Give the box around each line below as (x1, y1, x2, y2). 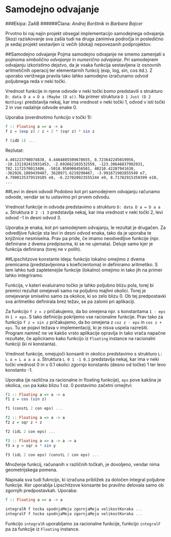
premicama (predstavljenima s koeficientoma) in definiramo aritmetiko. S (5, 261, 158, 267)
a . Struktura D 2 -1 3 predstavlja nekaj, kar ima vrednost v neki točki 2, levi (5, 209, 163, 215)
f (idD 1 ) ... (5, 138, 36, 143)
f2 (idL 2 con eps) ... (5, 429, 56, 434)
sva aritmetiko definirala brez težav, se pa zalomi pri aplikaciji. (5, 298, 136, 304)
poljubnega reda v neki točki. (5, 78, 66, 84)
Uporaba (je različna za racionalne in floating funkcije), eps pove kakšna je (5, 376, 162, 383)
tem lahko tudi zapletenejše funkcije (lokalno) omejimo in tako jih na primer (5, 267, 162, 273)
